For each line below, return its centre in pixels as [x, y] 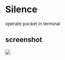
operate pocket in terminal [33, 24]
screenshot [24, 40]
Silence [21, 9]
